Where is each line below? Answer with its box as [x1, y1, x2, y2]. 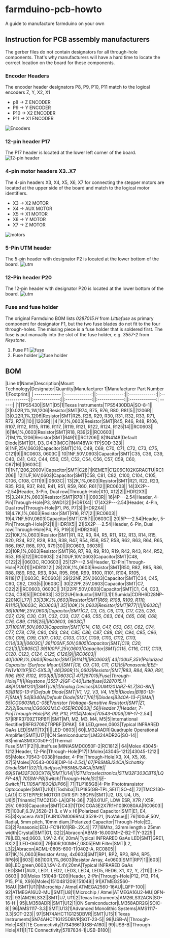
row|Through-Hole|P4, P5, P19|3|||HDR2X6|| [5, 526, 98, 533]
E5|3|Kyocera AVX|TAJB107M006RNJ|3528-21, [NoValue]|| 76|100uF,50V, [5, 814, 160, 820]
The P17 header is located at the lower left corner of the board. [5, 149, 137, 156]
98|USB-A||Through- [106, 916, 150, 923]
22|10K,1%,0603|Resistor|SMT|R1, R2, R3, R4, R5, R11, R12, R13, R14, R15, [5, 532, 157, 538]
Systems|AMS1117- [118, 905, 158, 912]
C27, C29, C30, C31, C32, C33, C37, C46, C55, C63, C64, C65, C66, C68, [5, 613, 158, 620]
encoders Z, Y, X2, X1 [5, 89, 51, 95]
